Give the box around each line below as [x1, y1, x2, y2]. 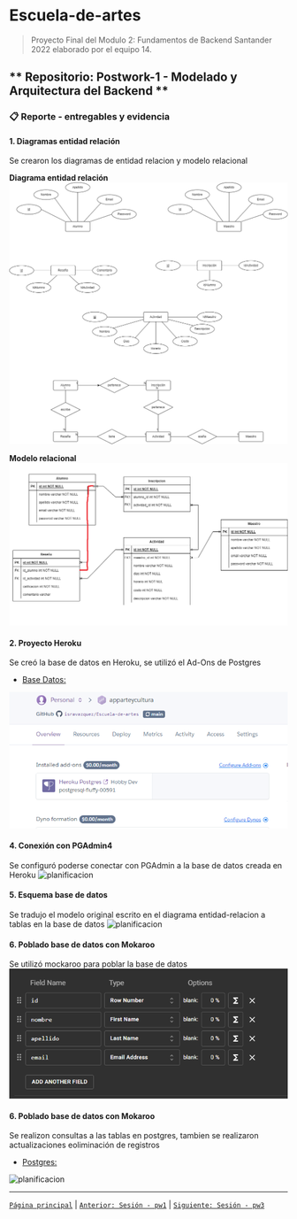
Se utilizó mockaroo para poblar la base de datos [9, 959, 188, 969]
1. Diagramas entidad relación [9, 135, 121, 146]
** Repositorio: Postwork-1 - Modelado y [9, 70, 238, 85]
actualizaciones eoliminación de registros [9, 1139, 161, 1151]
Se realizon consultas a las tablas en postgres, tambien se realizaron [9, 1130, 259, 1141]
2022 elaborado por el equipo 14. [30, 43, 152, 54]
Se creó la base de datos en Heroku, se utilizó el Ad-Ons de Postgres [9, 657, 262, 668]
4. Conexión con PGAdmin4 [9, 840, 113, 851]
